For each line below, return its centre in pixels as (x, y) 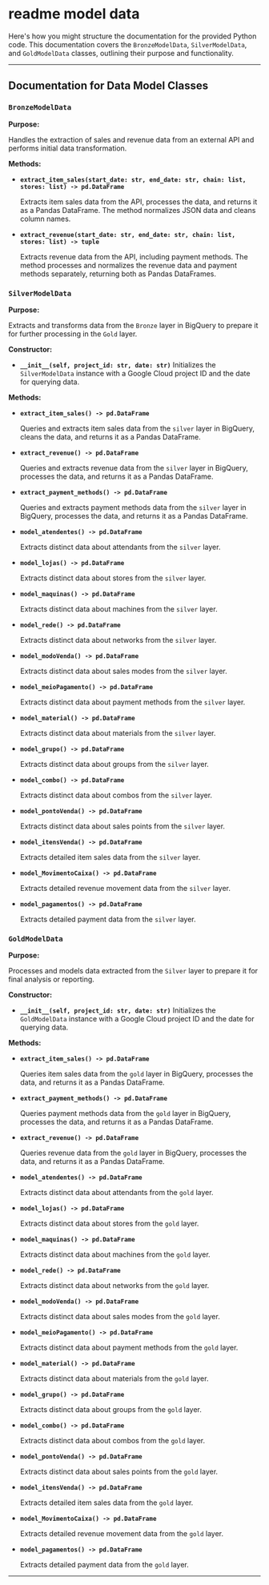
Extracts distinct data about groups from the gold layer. (111, 1410)
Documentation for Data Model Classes (108, 86)
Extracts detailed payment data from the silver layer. (108, 919)
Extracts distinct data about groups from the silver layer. (114, 764)
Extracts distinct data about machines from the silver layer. (118, 608)
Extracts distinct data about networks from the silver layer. (118, 640)
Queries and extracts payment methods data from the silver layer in (133, 507)
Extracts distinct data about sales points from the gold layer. (119, 1472)
